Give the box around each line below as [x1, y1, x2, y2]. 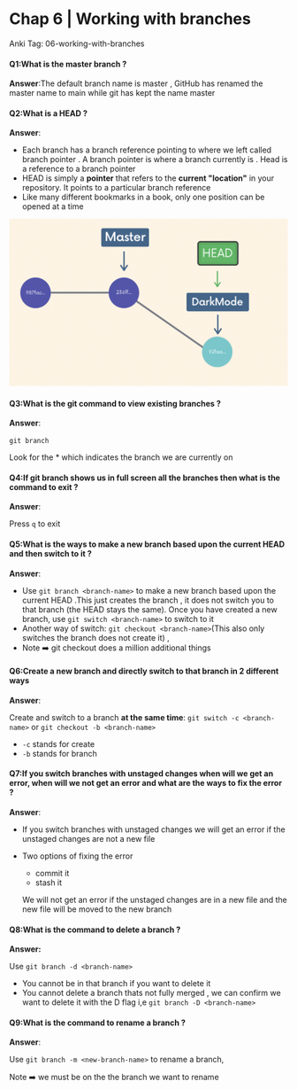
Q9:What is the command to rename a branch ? [9, 1017, 186, 1028]
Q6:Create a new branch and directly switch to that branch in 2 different [9, 665, 279, 677]
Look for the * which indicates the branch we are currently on [9, 452, 233, 463]
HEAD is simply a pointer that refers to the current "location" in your [21, 173, 275, 183]
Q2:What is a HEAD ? [9, 107, 88, 119]
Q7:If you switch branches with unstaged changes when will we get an [9, 768, 274, 779]
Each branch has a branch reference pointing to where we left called [21, 144, 272, 155]
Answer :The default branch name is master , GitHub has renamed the [9, 78, 263, 89]
